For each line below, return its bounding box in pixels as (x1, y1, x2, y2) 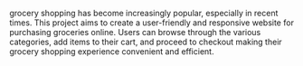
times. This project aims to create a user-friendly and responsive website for (9, 17, 294, 28)
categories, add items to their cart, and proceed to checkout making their (9, 36, 282, 47)
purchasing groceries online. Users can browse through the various (9, 27, 261, 37)
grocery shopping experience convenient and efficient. (9, 46, 214, 57)
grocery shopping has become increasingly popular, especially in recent (9, 8, 279, 18)
